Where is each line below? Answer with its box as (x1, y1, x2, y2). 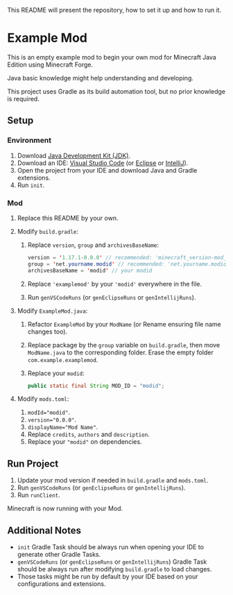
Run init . (17, 180, 45, 189)
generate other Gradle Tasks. (17, 551, 101, 559)
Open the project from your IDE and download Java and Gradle (17, 166, 198, 174)
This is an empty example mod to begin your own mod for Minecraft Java (7, 53, 216, 61)
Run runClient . (17, 491, 60, 499)
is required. (7, 94, 40, 103)
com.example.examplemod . (27, 355, 98, 363)
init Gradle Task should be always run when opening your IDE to (17, 543, 205, 551)
